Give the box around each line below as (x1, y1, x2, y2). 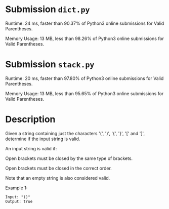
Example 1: (5, 185, 28, 191)
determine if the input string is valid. (5, 136, 80, 142)
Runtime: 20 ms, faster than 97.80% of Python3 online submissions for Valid (5, 75, 164, 81)
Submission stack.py (5, 59, 95, 70)
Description (5, 114, 56, 125)
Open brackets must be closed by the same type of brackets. (5, 155, 133, 161)
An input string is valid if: (5, 145, 57, 151)
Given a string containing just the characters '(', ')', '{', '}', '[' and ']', (5, 130, 145, 136)
